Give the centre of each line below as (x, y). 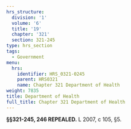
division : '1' (29, 18)
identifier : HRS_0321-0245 (51, 74)
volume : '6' (27, 23)
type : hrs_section (29, 46)
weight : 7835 (23, 91)
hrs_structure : (25, 12)
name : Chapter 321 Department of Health (69, 85)
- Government (28, 57)
